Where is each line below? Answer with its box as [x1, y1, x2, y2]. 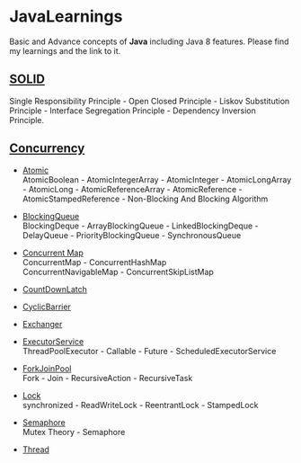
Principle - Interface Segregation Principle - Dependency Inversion [9, 105, 256, 116]
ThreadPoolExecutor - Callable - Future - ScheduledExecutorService [22, 345, 277, 356]
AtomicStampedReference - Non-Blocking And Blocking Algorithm [22, 193, 269, 204]
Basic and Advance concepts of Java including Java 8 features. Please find [9, 36, 289, 47]
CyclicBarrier [22, 301, 72, 312]
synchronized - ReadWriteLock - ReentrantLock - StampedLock [22, 399, 259, 410]
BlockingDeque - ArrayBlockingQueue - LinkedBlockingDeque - [22, 220, 259, 231]
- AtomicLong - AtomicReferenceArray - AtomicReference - [22, 183, 243, 194]
